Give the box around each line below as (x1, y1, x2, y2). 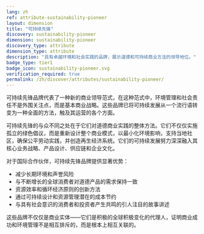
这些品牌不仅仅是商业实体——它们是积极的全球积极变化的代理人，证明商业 (6, 213, 192, 221)
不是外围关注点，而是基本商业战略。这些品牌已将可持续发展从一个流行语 (11, 101, 192, 109)
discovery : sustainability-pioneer (6, 32, 97, 38)
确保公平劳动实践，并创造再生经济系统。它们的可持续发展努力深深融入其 (16, 137, 198, 144)
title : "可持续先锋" (6, 25, 53, 32)
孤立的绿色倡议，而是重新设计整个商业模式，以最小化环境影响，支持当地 (6, 130, 187, 137)
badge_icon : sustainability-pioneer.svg (6, 65, 110, 72)
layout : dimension (6, 20, 53, 26)
